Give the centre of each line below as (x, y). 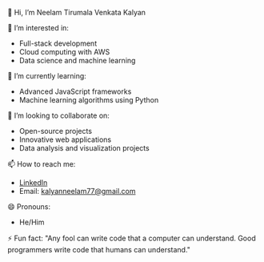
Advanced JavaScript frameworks (75, 91)
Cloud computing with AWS (64, 52)
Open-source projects (56, 131)
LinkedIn (33, 183)
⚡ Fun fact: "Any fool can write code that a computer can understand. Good (132, 238)
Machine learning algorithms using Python (89, 100)
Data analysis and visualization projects (84, 148)
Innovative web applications (65, 139)
